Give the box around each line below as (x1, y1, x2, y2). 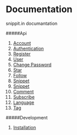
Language (13, 99, 34, 105)
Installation (13, 124, 36, 130)
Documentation (6, 4, 73, 15)
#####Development (6, 114, 48, 120)
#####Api (6, 30, 27, 36)
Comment (13, 88, 34, 94)
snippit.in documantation (6, 20, 58, 26)
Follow (13, 72, 27, 78)
